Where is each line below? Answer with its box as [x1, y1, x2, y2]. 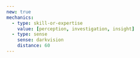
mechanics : [6, 14, 34, 21]
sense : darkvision [17, 37, 64, 43]
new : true [6, 8, 32, 15]
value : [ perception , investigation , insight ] [17, 25, 135, 32]
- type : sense [12, 31, 47, 37]
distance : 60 [17, 43, 51, 49]
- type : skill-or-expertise [12, 20, 83, 26]
